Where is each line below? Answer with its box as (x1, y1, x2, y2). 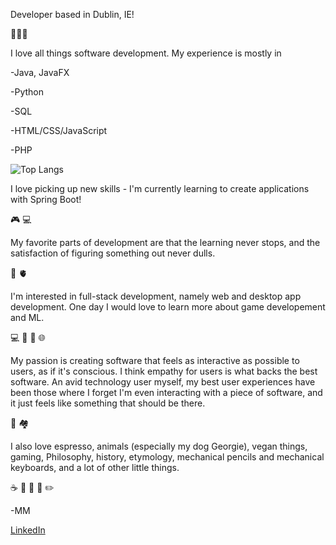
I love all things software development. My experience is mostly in (10, 47, 282, 59)
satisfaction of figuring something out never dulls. (10, 247, 216, 259)
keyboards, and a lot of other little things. (10, 462, 180, 473)
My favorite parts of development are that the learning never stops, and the (10, 237, 321, 248)
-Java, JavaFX (10, 67, 70, 78)
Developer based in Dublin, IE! (10, 9, 135, 20)
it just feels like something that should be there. (10, 397, 206, 409)
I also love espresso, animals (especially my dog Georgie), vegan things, (10, 440, 308, 452)
